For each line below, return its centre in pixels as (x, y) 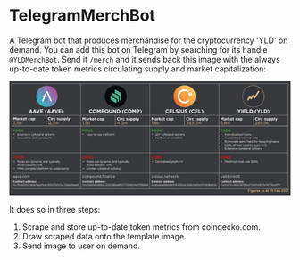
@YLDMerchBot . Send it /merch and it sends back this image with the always (145, 59)
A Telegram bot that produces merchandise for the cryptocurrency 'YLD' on (149, 40)
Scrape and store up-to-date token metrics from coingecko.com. (141, 227)
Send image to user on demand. (81, 246)
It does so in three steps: (55, 210)
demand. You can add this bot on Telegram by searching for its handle (138, 49)
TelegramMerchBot (83, 16)
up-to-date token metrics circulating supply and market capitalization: (137, 69)
